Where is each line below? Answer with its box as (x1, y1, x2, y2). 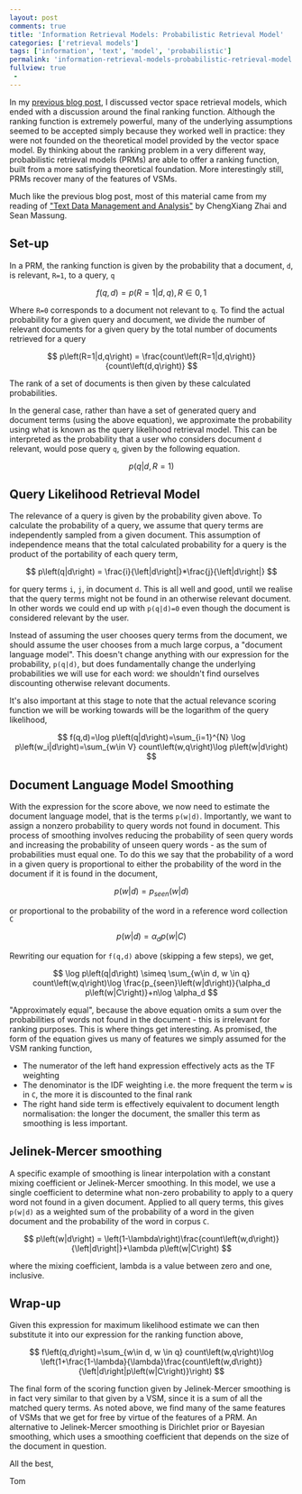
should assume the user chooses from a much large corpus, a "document (9, 639, 283, 650)
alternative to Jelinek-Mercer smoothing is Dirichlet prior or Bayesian (9, 1422, 266, 1433)
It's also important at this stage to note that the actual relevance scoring (9, 695, 277, 706)
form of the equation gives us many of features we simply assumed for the (9, 1033, 287, 1044)
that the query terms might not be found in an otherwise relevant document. (9, 593, 291, 604)
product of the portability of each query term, (9, 549, 178, 560)
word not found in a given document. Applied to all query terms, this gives (9, 1196, 284, 1207)
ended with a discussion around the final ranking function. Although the (9, 105, 276, 117)
